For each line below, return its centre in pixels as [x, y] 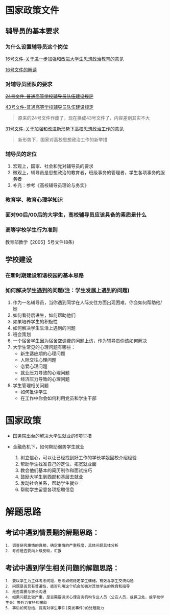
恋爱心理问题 [34, 366]
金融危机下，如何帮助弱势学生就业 [48, 447]
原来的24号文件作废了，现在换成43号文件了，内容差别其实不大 [84, 118]
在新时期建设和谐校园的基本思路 [45, 275]
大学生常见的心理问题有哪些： [44, 347]
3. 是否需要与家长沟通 [26, 592]
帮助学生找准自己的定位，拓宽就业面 [58, 464]
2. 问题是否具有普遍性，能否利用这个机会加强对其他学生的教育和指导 [68, 586]
